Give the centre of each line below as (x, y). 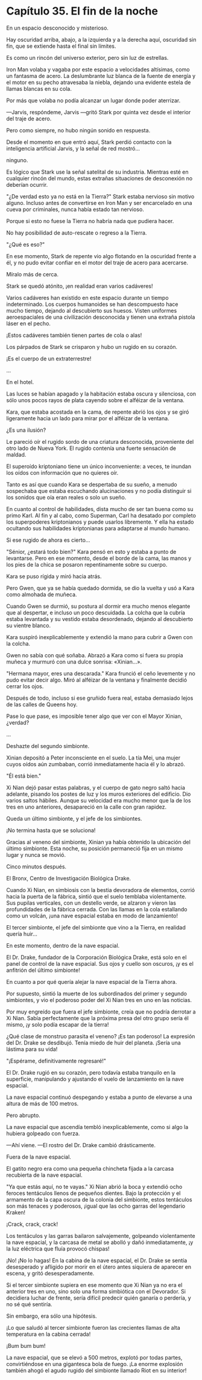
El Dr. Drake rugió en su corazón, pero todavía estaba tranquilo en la (91, 1072)
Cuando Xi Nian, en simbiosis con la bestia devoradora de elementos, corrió (101, 890)
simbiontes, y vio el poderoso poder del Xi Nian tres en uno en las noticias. (99, 1000)
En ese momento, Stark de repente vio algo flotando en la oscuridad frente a (101, 256)
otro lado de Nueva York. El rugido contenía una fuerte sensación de (91, 448)
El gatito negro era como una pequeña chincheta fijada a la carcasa (90, 1168)
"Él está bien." (24, 776)
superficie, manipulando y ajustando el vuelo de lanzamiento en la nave (95, 1079)
